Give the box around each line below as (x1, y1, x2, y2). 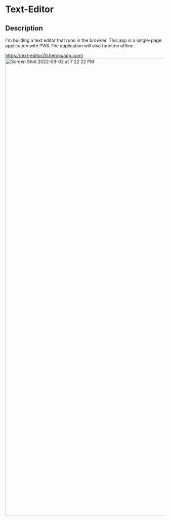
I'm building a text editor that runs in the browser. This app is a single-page (5, 37, 162, 43)
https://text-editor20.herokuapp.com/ (5, 52, 83, 58)
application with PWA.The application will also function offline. (5, 43, 135, 49)
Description (5, 24, 43, 33)
